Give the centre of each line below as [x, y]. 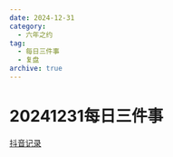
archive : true [36, 69]
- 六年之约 [35, 34]
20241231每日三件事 [86, 117]
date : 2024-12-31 [42, 18]
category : [28, 26]
